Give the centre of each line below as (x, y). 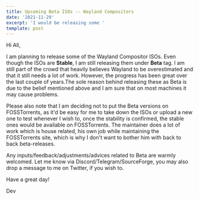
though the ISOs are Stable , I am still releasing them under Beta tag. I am (96, 63)
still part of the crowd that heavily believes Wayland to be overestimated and (100, 70)
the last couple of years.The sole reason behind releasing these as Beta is (97, 82)
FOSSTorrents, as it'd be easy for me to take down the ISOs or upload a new (99, 112)
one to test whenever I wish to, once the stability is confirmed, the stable (95, 119)
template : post (25, 28)
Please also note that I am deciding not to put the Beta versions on (87, 106)
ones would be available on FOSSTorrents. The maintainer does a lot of (93, 125)
